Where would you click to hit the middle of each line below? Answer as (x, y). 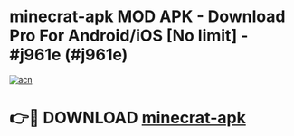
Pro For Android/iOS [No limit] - (129, 36)
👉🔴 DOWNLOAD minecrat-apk (128, 118)
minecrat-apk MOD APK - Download (147, 17)
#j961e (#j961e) (69, 55)
